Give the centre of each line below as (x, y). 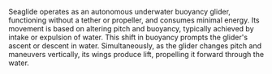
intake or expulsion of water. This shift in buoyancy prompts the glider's (128, 37)
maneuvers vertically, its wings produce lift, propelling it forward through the (136, 54)
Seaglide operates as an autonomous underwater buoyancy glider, (120, 12)
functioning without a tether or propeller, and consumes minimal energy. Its (134, 20)
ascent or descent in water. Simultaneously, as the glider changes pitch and (135, 46)
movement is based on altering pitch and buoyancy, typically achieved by (131, 29)
